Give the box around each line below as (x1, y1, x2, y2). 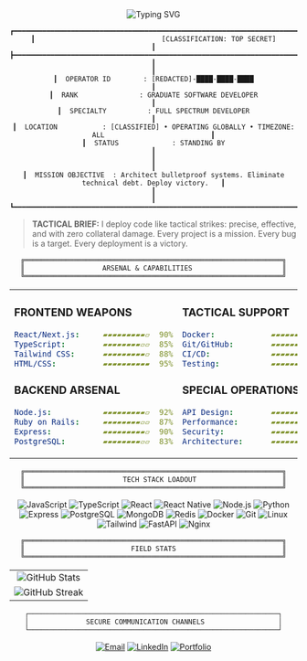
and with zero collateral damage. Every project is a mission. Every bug (31, 229, 297, 239)
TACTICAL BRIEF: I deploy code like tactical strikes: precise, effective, (31, 219, 297, 229)
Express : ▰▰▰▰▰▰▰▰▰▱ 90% (14, 426, 174, 437)
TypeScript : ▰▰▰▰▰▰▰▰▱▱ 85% (14, 338, 174, 349)
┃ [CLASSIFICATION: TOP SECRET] (30, 35, 277, 44)
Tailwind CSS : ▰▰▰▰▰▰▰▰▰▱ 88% (14, 348, 174, 359)
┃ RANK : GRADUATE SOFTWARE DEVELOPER (48, 91, 259, 100)
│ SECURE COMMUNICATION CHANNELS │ (24, 617, 283, 626)
